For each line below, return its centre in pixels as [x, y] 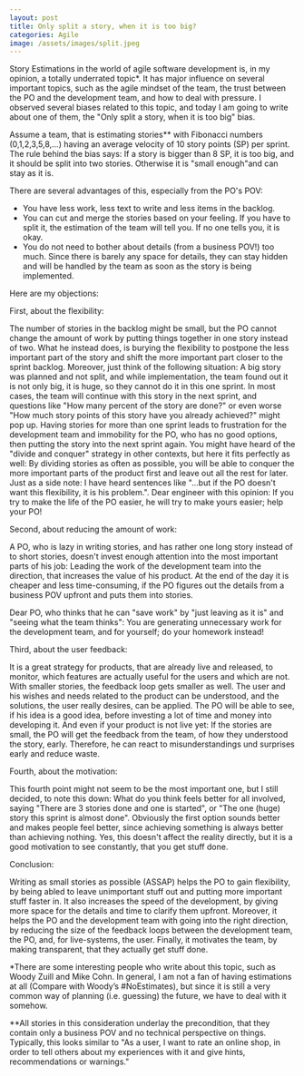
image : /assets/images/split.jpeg [75, 43]
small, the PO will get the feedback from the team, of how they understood [149, 735]
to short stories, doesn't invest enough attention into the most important [144, 557]
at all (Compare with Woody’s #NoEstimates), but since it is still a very [140, 986]
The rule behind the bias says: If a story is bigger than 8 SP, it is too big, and [152, 154]
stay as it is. [32, 173]
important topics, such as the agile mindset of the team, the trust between [148, 88]
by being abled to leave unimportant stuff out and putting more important [146, 892]
